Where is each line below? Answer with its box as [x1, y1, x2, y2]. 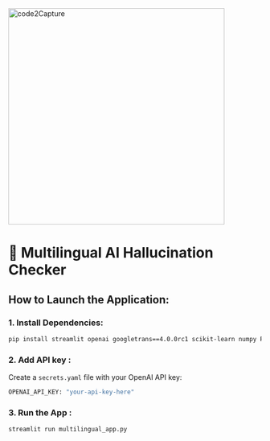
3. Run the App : [8, 406, 72, 418]
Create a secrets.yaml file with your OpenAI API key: [8, 373, 182, 382]
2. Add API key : [8, 354, 72, 365]
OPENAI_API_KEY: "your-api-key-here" [8, 388, 135, 397]
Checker [8, 261, 67, 279]
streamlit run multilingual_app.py [8, 426, 128, 434]
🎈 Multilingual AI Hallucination [8, 244, 214, 262]
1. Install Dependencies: [8, 317, 104, 328]
